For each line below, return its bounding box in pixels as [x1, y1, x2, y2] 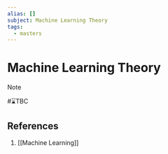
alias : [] [7, 10, 36, 17]
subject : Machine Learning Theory [7, 17, 108, 24]
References [7, 120, 59, 132]
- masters [13, 29, 42, 37]
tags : [7, 23, 23, 30]
